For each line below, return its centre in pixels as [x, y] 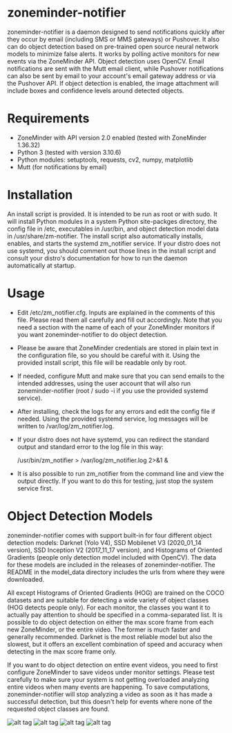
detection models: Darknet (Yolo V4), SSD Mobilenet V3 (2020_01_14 [104, 542]
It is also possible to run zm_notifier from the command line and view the [120, 473]
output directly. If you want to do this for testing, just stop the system [115, 481]
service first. [35, 488]
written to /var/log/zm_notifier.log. [66, 426]
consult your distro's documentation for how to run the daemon [97, 258]
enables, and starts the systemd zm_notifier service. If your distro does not [114, 243]
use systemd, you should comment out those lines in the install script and [112, 251]
